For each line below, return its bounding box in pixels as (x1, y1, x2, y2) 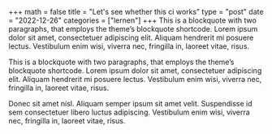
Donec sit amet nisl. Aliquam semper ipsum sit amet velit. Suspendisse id (8, 99, 253, 108)
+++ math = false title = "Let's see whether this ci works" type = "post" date (8, 7, 264, 16)
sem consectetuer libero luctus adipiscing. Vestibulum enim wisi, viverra (8, 107, 250, 117)
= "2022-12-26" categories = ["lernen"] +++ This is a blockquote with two (8, 15, 257, 25)
